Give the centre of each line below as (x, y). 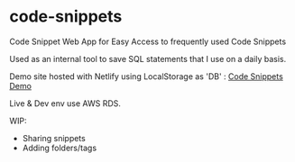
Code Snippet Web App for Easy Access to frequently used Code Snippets (148, 41)
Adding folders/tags (60, 148)
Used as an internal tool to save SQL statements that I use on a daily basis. (148, 58)
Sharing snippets (54, 138)
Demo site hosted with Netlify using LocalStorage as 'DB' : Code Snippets (147, 76)
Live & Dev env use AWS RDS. (65, 103)
